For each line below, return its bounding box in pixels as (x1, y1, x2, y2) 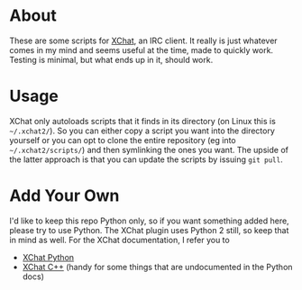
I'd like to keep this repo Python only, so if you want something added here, (9, 215, 290, 226)
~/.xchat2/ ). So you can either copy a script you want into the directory (9, 125, 275, 136)
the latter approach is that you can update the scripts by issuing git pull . (9, 154, 283, 165)
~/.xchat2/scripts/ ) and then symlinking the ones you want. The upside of (9, 144, 288, 155)
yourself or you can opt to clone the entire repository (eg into (9, 134, 236, 145)
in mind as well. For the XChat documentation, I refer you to (9, 234, 230, 245)
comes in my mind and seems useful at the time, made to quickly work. (9, 44, 273, 55)
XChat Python (22, 251, 75, 262)
